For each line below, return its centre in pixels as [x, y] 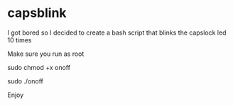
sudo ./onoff [26, 81]
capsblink [37, 13]
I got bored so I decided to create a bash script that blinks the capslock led [117, 33]
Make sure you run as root [46, 54]
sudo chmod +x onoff [39, 67]
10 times [20, 40]
